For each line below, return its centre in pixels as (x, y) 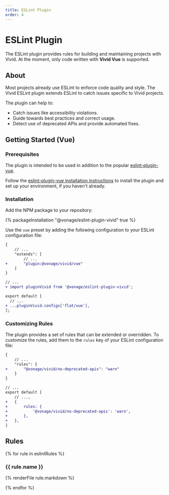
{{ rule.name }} (24, 466)
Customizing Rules (29, 323)
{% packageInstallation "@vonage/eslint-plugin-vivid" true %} (71, 220)
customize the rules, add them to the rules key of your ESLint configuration (84, 340)
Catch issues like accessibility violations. (55, 113)
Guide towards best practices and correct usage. (64, 118)
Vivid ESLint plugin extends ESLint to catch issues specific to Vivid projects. (85, 93)
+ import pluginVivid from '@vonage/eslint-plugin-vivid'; (69, 287)
